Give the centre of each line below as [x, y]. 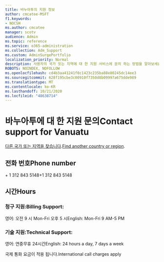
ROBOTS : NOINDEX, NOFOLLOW [32, 69]
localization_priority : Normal [37, 60]
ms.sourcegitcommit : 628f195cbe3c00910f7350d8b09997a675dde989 [71, 78]
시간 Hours [20, 191]
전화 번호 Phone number [41, 163]
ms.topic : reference [26, 41]
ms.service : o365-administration [39, 46]
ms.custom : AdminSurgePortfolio [38, 55]
